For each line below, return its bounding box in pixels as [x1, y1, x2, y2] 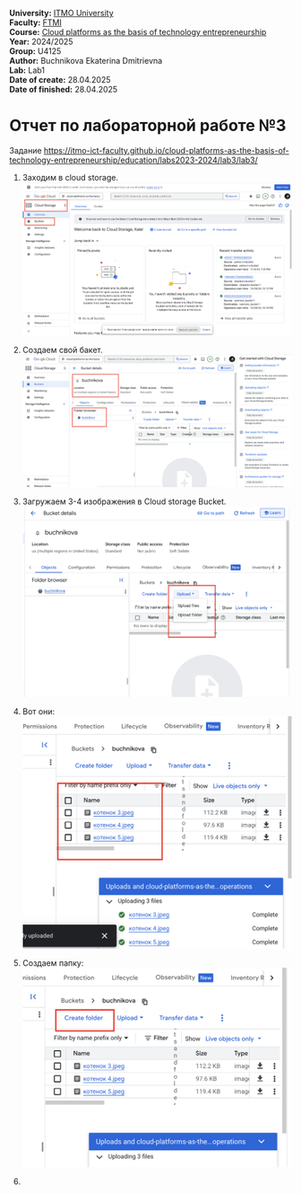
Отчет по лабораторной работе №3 [9, 116, 287, 136]
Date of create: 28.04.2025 [9, 75, 111, 84]
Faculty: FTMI [9, 17, 63, 28]
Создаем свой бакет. [21, 345, 103, 356]
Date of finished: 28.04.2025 [9, 84, 118, 94]
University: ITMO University [9, 8, 114, 18]
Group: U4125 [9, 46, 62, 57]
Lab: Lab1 [9, 65, 46, 75]
